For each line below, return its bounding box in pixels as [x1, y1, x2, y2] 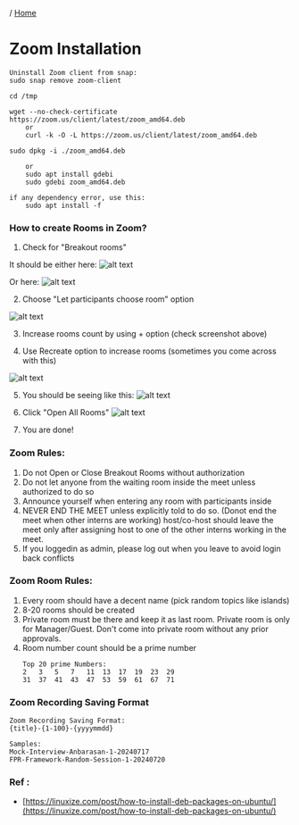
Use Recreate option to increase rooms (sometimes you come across [21, 346, 277, 356]
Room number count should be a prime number [21, 642, 197, 653]
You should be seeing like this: [21, 390, 135, 401]
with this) [21, 355, 57, 366]
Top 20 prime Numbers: [21, 660, 107, 669]
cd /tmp [9, 91, 38, 101]
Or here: [9, 277, 40, 287]
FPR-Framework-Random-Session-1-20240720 [9, 755, 166, 764]
